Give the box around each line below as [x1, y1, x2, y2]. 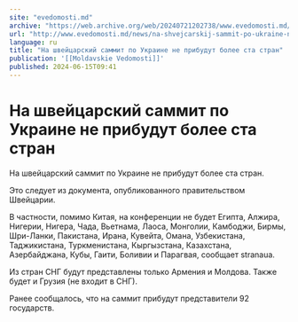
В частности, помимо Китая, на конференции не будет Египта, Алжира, [9, 211, 280, 222]
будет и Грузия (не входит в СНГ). [9, 276, 137, 287]
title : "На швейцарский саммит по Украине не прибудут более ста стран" [9, 46, 284, 55]
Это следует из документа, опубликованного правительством [9, 185, 246, 195]
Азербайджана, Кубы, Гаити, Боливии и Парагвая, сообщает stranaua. [9, 249, 275, 260]
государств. [9, 302, 55, 313]
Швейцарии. [9, 194, 56, 205]
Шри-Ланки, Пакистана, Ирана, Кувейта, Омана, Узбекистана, [9, 230, 246, 240]
